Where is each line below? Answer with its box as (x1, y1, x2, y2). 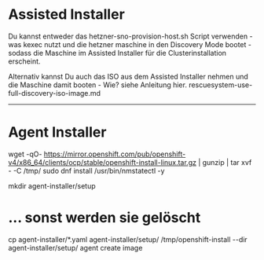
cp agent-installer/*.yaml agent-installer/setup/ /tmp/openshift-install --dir (8, 234, 247, 244)
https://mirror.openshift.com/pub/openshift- (43, 149, 186, 159)
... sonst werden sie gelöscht (8, 209, 201, 227)
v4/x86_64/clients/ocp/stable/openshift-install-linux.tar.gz (8, 157, 196, 167)
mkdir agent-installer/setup (8, 181, 96, 190)
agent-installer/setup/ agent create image (8, 243, 143, 252)
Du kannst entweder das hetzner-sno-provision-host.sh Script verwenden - (8, 31, 253, 41)
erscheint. (8, 57, 41, 66)
